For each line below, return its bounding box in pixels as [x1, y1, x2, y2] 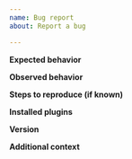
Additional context [9, 141, 81, 152]
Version [9, 123, 40, 135]
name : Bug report [9, 13, 75, 22]
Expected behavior [9, 54, 82, 65]
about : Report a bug [9, 22, 87, 31]
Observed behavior [9, 71, 84, 82]
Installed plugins [9, 106, 74, 117]
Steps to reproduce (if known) [9, 89, 124, 100]
